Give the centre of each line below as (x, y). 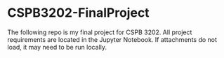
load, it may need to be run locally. (57, 47)
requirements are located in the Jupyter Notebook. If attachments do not (112, 39)
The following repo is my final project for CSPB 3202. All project (100, 32)
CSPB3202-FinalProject (78, 13)
